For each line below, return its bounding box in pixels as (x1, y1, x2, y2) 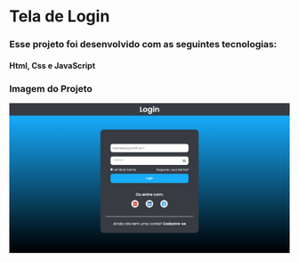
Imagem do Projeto (9, 82, 93, 94)
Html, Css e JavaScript (9, 60, 96, 70)
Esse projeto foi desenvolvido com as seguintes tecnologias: (9, 38, 278, 51)
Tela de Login (9, 6, 110, 27)
